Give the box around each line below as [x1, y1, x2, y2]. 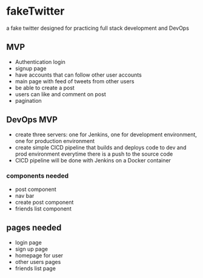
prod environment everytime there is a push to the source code [15, 150, 173, 158]
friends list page [15, 265, 56, 272]
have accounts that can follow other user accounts [15, 71, 142, 78]
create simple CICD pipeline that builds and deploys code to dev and [15, 144, 187, 151]
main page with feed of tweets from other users [15, 77, 135, 85]
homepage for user [15, 251, 64, 259]
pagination [15, 97, 42, 104]
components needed [6, 172, 69, 180]
